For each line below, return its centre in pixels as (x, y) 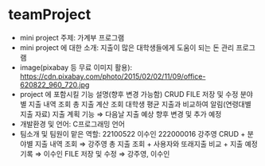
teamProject (50, 15)
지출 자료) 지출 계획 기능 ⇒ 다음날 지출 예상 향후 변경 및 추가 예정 (121, 114)
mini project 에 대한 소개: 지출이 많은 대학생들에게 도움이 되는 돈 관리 (127, 47)
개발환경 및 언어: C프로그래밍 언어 (72, 124)
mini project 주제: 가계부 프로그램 (72, 37)
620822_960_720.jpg (55, 84)
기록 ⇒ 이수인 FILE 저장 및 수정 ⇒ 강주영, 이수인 (95, 153)
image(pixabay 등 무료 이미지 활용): (76, 67)
